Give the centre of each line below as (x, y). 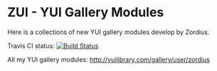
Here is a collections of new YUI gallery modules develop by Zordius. (108, 32)
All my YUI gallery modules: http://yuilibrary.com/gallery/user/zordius (108, 59)
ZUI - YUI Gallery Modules (86, 12)
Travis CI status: (31, 45)
